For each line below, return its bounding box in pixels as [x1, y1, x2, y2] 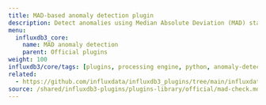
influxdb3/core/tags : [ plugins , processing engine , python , [8, 63, 211, 71]
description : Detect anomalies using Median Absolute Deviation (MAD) [8, 19, 246, 27]
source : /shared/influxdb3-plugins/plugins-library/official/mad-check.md [8, 84, 260, 93]
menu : [8, 26, 26, 34]
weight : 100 [8, 56, 47, 64]
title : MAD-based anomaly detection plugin [8, 11, 154, 20]
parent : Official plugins [22, 48, 108, 56]
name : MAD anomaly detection [22, 41, 119, 49]
